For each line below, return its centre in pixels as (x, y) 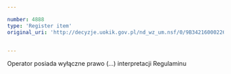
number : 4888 (26, 19)
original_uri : (27, 32)
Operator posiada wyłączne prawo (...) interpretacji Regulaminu (97, 64)
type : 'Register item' (40, 26)
